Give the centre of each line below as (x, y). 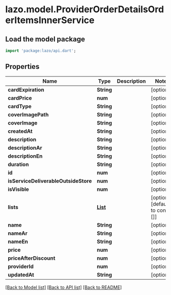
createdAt (20, 131)
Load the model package (45, 39)
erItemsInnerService (50, 20)
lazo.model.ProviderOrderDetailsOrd (85, 9)
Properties (22, 67)
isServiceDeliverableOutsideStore (50, 181)
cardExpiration (26, 89)
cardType (20, 106)
